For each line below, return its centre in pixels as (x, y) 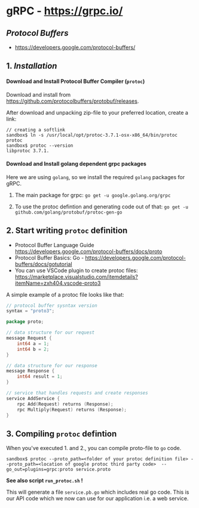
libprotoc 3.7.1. (28, 150)
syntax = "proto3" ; (30, 311)
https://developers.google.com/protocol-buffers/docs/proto (88, 251)
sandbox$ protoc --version (40, 145)
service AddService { (33, 398)
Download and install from (39, 94)
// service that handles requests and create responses (77, 393)
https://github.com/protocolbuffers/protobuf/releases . (73, 101)
